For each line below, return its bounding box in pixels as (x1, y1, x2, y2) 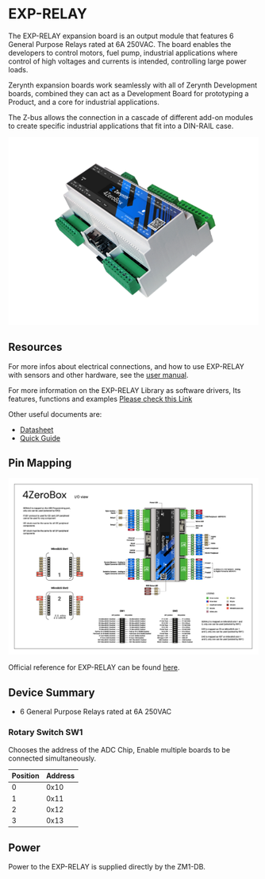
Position (11, 771, 40, 780)
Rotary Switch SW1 (8, 727, 83, 738)
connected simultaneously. (8, 753, 97, 763)
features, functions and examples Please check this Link (8, 394, 193, 403)
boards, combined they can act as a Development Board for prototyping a (8, 88, 249, 98)
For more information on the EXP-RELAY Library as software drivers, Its (8, 385, 241, 395)
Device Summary (8, 686, 95, 699)
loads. (8, 64, 29, 74)
